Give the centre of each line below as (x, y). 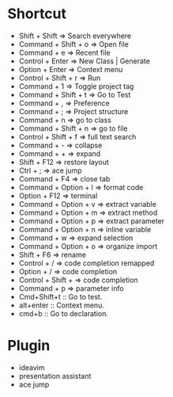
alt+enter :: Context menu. (61, 305)
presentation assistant (55, 376)
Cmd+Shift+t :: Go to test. (60, 296)
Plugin (29, 346)
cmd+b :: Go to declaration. (63, 313)
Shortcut (37, 14)
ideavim (32, 367)
